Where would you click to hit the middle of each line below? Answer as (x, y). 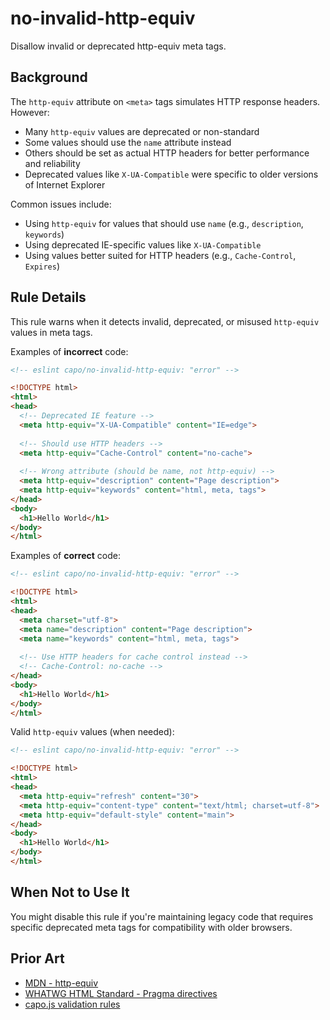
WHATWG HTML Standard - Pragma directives (121, 993)
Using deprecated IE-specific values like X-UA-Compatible (143, 244)
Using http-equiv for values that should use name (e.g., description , (164, 223)
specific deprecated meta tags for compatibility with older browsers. (151, 927)
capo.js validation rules (72, 1004)
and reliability (52, 163)
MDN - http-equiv (61, 983)
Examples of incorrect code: (69, 351)
